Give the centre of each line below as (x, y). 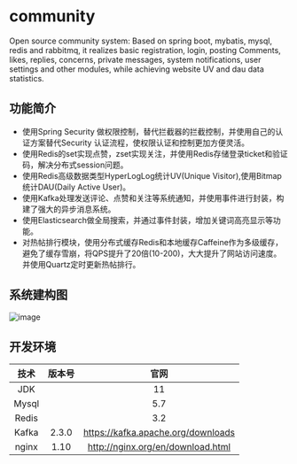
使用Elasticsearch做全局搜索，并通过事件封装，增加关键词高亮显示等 (147, 220)
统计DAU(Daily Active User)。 (76, 187)
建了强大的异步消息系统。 (69, 209)
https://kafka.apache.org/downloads (159, 433)
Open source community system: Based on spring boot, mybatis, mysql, (141, 41)
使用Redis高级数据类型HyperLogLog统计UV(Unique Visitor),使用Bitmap (152, 175)
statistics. (27, 78)
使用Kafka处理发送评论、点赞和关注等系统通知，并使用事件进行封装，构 (153, 197)
